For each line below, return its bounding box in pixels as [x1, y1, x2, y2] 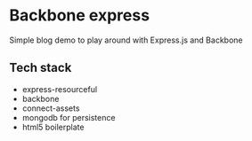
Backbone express [9, 5, 150, 26]
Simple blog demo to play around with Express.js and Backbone [9, 35, 243, 45]
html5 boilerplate [21, 121, 85, 132]
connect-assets [21, 103, 80, 114]
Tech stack [9, 60, 72, 75]
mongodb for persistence [21, 112, 116, 122]
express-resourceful [21, 83, 98, 94]
